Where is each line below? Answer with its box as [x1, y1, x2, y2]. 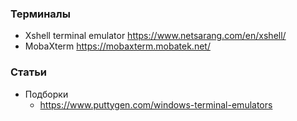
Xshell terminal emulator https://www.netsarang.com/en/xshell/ [24, 30, 287, 42]
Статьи [10, 65, 48, 79]
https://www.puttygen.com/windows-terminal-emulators [39, 98, 273, 111]
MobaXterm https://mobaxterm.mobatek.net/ [24, 40, 211, 52]
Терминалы [10, 7, 71, 21]
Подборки [24, 88, 69, 100]
